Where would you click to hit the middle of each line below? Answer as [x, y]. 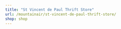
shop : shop [16, 19]
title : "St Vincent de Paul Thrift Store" [50, 10]
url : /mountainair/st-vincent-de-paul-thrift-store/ [61, 14]
